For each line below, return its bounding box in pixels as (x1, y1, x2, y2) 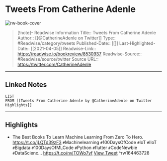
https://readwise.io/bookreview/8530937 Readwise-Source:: (17, 51, 142, 57)
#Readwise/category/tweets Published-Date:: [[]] (17, 40, 118, 46)
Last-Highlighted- (119, 40, 156, 46)
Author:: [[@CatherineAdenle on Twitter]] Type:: (17, 35, 116, 41)
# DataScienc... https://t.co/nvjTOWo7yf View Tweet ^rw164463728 (12, 150, 150, 156)
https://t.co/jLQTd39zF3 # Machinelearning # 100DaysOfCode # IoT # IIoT (12, 139, 157, 145)
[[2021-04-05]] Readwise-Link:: (30, 45, 96, 51)
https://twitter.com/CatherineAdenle (17, 61, 91, 67)
